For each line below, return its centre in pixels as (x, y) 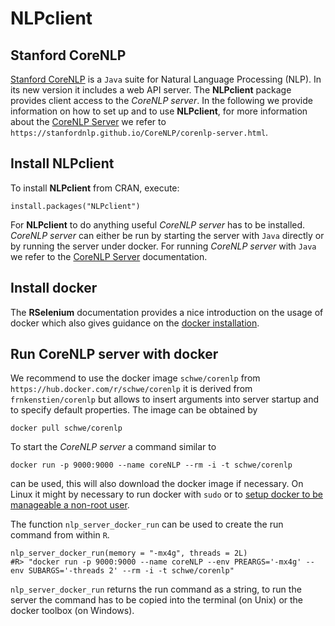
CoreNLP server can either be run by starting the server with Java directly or (167, 235)
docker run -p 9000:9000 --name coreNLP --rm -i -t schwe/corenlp (151, 465)
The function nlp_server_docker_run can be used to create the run (147, 524)
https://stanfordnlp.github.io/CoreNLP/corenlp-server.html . (139, 132)
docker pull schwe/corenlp (66, 428)
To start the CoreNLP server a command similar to (113, 447)
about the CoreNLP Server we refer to (88, 121)
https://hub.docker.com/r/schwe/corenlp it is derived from (131, 389)
